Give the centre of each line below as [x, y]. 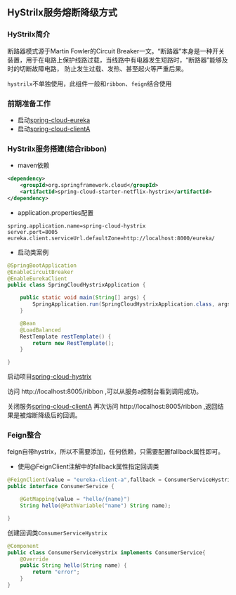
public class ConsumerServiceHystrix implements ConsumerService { [106, 552]
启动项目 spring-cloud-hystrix [50, 377]
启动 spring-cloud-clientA [54, 129]
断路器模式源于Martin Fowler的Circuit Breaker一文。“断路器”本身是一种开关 [116, 51]
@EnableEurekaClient [38, 279]
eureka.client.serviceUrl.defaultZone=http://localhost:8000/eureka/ [111, 238]
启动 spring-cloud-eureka [54, 120]
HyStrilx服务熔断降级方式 [63, 13]
